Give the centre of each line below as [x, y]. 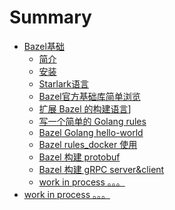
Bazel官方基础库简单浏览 [89, 96]
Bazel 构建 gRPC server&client [101, 169]
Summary [50, 17]
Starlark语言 [63, 83]
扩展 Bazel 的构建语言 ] [85, 108]
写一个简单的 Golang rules [92, 121]
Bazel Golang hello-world [91, 132]
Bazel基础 [44, 46]
